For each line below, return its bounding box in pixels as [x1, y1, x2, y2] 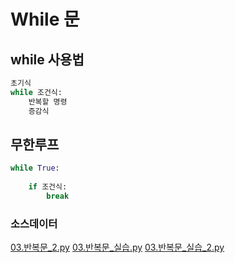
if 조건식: [28, 182, 68, 192]
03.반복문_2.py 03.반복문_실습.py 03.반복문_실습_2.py [10, 241, 225, 254]
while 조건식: [10, 87, 63, 97]
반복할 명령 [28, 96, 68, 107]
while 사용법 [10, 51, 85, 68]
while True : [10, 163, 60, 174]
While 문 [10, 8, 80, 31]
